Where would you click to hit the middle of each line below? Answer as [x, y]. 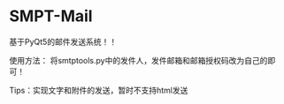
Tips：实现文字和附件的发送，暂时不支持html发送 [99, 90]
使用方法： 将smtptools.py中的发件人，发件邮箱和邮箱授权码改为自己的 [138, 60]
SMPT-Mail [51, 16]
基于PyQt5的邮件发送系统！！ [63, 41]
